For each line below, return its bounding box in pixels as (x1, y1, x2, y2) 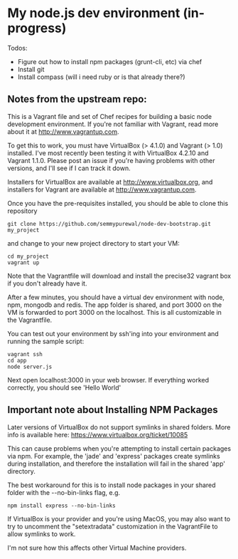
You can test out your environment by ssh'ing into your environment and (7, 329, 219, 338)
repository (7, 207, 38, 215)
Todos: (7, 43, 28, 52)
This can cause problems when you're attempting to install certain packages (7, 444, 232, 453)
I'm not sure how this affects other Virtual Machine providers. (7, 543, 187, 552)
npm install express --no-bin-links (7, 502, 116, 509)
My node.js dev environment (7, 5, 180, 21)
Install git (17, 65, 45, 73)
